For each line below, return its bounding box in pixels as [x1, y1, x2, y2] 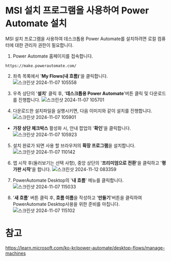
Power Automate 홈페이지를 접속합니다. [12, 53, 93, 59]
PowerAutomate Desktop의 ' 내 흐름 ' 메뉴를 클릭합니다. [12, 177, 124, 183]
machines [5, 250, 26, 256]
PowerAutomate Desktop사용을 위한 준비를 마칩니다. [12, 201, 120, 207]
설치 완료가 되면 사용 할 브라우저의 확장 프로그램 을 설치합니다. [12, 142, 136, 148]
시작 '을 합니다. [22, 166, 51, 172]
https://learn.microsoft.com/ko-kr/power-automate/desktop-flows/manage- [5, 245, 165, 251]
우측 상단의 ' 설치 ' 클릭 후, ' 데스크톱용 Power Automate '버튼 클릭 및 [12, 90, 148, 96]
